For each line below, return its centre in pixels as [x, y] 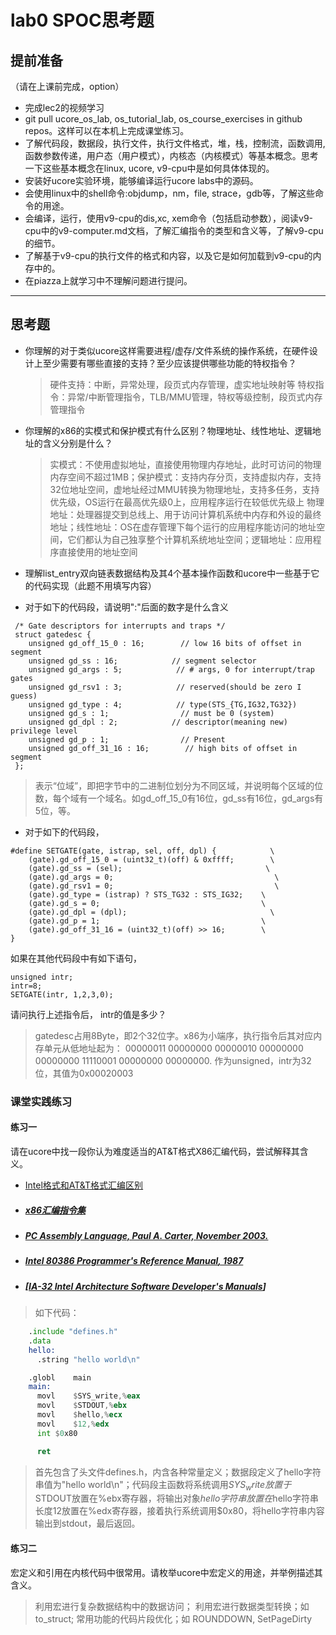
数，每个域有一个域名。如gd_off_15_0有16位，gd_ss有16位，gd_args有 [179, 798]
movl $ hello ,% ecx [79, 1415]
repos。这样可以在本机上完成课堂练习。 [107, 130]
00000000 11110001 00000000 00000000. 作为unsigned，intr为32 [173, 1060]
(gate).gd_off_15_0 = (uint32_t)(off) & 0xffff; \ [151, 859]
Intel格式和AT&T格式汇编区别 [84, 1185]
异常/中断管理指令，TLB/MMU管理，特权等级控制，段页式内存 [195, 397]
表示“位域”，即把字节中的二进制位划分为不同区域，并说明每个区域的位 [179, 785]
